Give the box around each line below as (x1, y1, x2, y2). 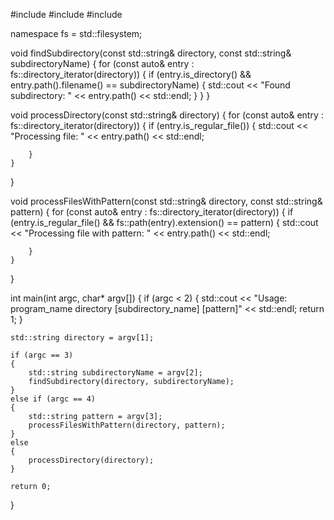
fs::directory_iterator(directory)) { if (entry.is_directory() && (10, 69, 252, 80)
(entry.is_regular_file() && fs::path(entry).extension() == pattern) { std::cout (10, 217, 319, 228)
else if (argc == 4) (10, 394, 97, 404)
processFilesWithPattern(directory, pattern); (28, 420, 226, 430)
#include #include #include (10, 9, 123, 20)
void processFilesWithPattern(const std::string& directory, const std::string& (10, 195, 323, 207)
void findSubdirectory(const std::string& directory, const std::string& (10, 47, 292, 59)
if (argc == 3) (10, 350, 74, 360)
